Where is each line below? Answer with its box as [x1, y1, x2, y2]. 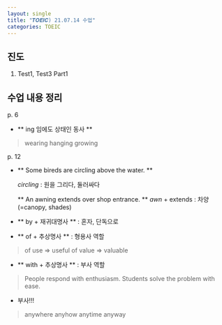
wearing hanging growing [24, 139, 98, 147]
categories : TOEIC [7, 23, 61, 30]
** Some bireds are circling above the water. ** [17, 166, 154, 174]
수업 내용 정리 [7, 91, 63, 103]
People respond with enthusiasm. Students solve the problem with [24, 275, 215, 282]
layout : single [7, 10, 52, 17]
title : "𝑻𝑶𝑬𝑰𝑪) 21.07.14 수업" [7, 17, 96, 24]
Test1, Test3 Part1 [17, 70, 68, 78]
